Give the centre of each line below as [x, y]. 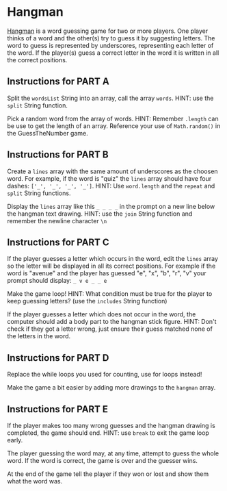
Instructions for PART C [58, 242]
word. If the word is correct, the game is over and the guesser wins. [103, 461]
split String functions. [39, 193]
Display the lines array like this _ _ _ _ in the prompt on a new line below [111, 206]
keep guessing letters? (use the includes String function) [87, 301]
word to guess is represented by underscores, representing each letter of [110, 45]
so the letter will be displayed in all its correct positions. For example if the [111, 266]
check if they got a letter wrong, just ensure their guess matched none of [110, 329]
